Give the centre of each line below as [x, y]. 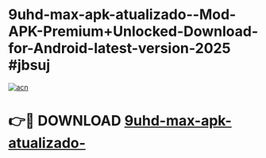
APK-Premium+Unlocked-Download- [133, 31]
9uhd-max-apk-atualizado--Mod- [122, 15]
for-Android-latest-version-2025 [120, 48]
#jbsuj [29, 66]
